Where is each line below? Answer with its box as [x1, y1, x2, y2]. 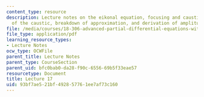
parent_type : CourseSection [6, 59, 78, 65]
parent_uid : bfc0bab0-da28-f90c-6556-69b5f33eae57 [6, 64, 137, 71]
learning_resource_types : [6, 37, 72, 43]
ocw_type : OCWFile [6, 48, 53, 54]
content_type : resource [6, 8, 67, 15]
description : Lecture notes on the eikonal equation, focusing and [6, 14, 181, 20]
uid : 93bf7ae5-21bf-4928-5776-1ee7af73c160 [6, 82, 118, 88]
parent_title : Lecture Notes [6, 54, 80, 60]
